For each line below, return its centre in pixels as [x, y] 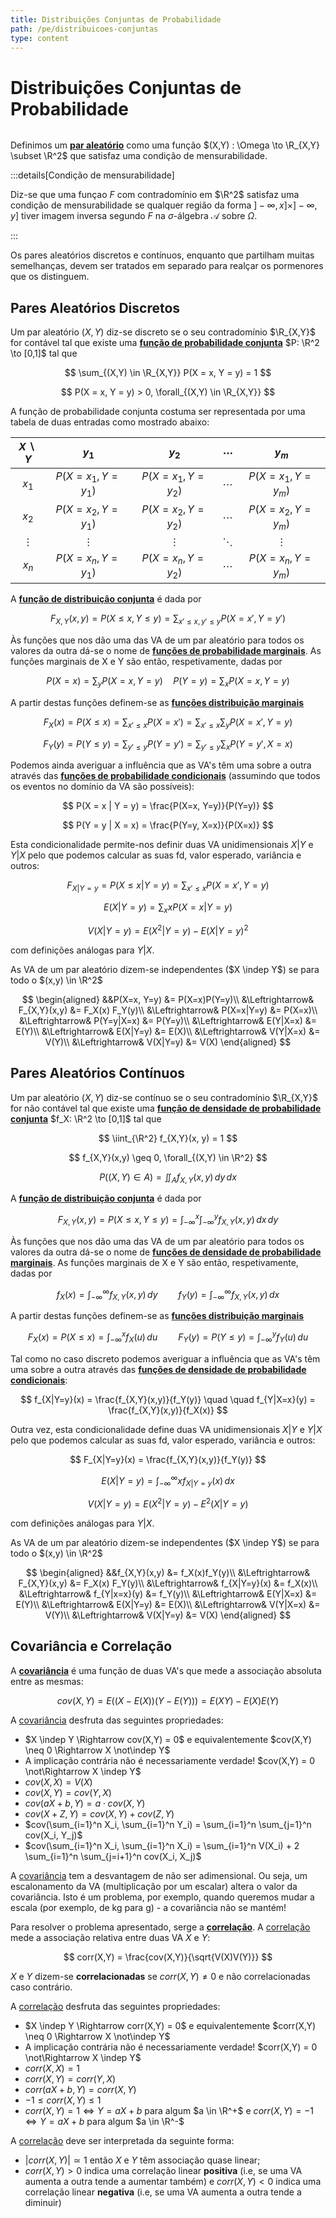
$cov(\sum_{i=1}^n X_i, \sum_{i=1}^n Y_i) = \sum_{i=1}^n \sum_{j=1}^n [168, 1824]
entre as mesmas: [47, 1681]
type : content [40, 38]
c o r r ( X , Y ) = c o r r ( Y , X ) [70, 2078]
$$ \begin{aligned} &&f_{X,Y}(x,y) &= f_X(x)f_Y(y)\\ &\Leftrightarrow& [168, 1572]
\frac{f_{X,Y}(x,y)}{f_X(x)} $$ [168, 1410]
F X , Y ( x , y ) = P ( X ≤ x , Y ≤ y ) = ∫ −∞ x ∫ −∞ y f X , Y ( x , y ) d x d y [168, 1220]
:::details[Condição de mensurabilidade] [92, 175]
